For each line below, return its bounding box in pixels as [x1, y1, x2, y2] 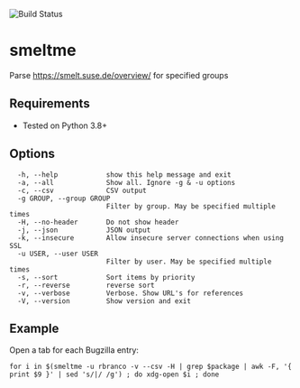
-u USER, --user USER [17, 249, 99, 258]
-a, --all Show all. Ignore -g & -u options [17, 178, 236, 187]
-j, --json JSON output [17, 226, 151, 235]
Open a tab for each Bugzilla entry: [9, 345, 140, 356]
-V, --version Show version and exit [17, 296, 192, 306]
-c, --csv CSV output [17, 186, 147, 195]
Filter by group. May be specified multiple [105, 201, 277, 211]
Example [9, 320, 59, 336]
